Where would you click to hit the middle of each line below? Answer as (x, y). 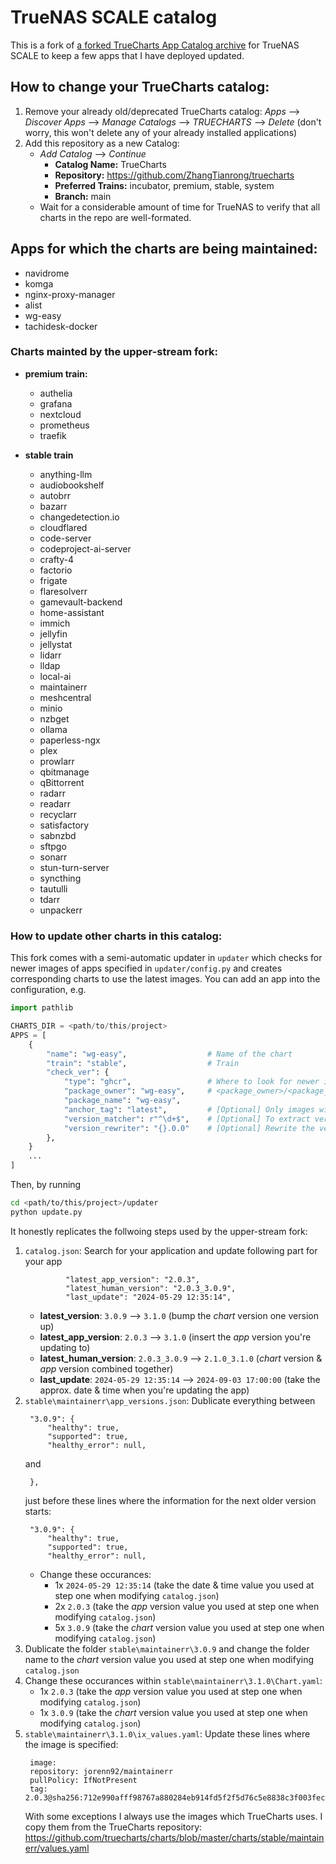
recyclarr (58, 814)
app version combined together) (106, 1368)
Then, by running (46, 1185)
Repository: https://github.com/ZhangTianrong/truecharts (174, 175)
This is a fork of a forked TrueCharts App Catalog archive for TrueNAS (155, 45)
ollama (53, 729)
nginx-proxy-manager (70, 294)
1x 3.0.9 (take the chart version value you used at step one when (173, 1712)
